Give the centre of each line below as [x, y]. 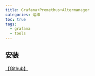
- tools [18, 33]
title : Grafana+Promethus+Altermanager [47, 10]
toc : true [16, 19]
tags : [11, 24]
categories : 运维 [23, 15]
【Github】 [17, 68]
